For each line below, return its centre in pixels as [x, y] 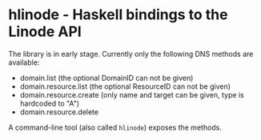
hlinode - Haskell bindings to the [118, 15]
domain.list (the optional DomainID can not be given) [106, 78]
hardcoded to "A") [50, 103]
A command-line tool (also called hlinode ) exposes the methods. [115, 127]
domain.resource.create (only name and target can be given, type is [132, 94]
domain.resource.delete [59, 112]
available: [24, 62]
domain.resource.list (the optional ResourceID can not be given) [125, 86]
